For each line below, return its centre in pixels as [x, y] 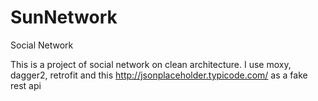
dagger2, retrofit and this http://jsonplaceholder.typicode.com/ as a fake [159, 75]
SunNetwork [64, 17]
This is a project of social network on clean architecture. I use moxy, [151, 64]
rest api [26, 85]
